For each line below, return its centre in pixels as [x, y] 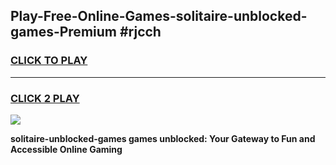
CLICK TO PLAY [49, 61]
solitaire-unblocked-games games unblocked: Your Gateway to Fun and [163, 138]
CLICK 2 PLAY [45, 98]
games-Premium [63, 32]
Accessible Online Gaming [66, 149]
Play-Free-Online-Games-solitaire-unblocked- [159, 16]
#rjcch [140, 32]
